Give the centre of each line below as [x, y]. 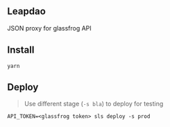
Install [21, 50]
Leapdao [27, 11]
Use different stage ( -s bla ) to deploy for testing [94, 104]
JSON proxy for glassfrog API [49, 28]
